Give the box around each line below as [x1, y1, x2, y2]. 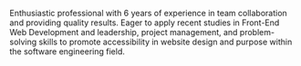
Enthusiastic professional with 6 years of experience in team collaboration [9, 8, 287, 18]
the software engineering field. [9, 46, 126, 57]
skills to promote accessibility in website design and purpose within [38, 36, 293, 47]
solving [9, 36, 37, 47]
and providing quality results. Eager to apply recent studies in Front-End [9, 17, 280, 28]
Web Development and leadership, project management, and [9, 27, 238, 37]
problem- [239, 27, 275, 37]
